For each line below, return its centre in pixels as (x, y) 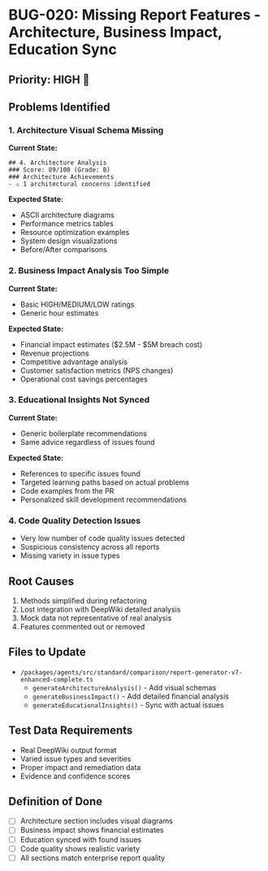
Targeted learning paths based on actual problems (104, 482)
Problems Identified (59, 107)
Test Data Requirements (71, 731)
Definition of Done (56, 801)
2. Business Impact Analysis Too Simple (89, 271)
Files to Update (48, 652)
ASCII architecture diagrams (67, 215)
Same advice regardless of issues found (88, 442)
